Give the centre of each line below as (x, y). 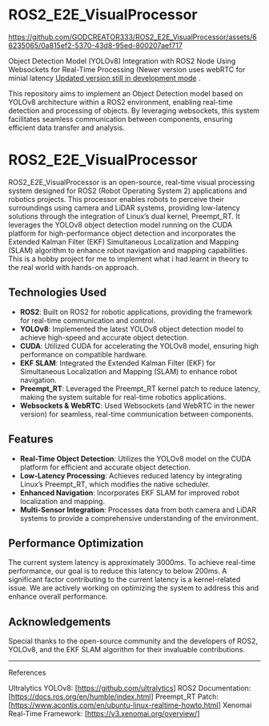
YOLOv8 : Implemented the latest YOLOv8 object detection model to (132, 329)
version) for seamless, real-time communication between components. (137, 413)
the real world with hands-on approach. (74, 267)
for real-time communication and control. (88, 320)
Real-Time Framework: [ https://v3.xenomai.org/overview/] (104, 714)
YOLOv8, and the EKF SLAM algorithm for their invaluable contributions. (127, 650)
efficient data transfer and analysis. (67, 127)
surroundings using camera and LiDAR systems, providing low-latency (124, 208)
